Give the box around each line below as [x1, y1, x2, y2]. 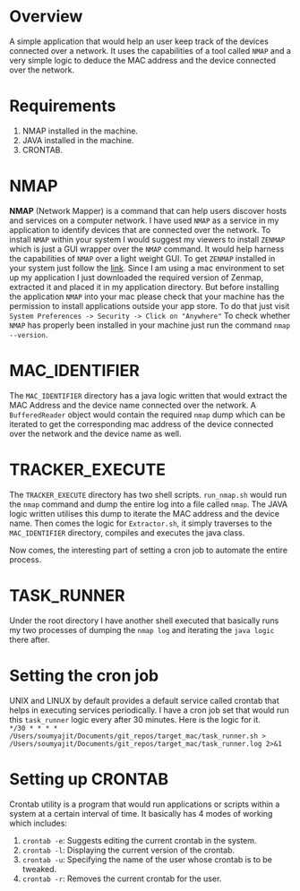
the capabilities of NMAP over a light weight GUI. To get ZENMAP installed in [9, 253, 276, 263]
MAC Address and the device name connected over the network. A [9, 399, 257, 410]
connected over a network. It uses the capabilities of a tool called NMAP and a [9, 45, 291, 56]
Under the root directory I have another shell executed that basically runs [9, 615, 279, 626]
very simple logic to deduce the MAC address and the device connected [9, 55, 276, 65]
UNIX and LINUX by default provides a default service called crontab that [9, 695, 279, 706]
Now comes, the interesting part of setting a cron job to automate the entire [9, 544, 288, 555]
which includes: [9, 818, 67, 828]
